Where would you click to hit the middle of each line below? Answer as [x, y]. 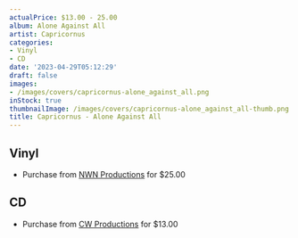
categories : [31, 42]
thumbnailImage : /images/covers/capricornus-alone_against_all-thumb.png [149, 109]
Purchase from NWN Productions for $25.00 [103, 174]
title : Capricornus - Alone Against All [86, 117]
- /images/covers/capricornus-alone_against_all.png [109, 92]
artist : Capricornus [48, 34]
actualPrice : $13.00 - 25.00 [63, 17]
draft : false [33, 76]
